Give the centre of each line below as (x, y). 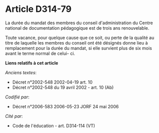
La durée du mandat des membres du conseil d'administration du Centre (79, 23)
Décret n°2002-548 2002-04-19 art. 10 (52, 82)
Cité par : (14, 116)
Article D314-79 (38, 9)
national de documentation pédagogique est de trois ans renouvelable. (77, 28)
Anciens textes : (21, 72)
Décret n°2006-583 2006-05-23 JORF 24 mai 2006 (65, 106)
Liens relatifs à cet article (32, 63)
